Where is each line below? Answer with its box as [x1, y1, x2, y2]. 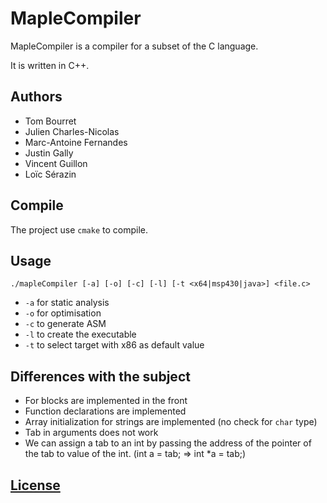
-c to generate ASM [24, 318, 107, 330]
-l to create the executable [24, 328, 137, 341]
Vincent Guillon [24, 157, 88, 169]
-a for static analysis [24, 297, 110, 309]
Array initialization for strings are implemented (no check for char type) [24, 416, 318, 428]
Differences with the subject [10, 368, 191, 385]
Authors [10, 88, 63, 106]
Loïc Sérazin [24, 168, 77, 180]
